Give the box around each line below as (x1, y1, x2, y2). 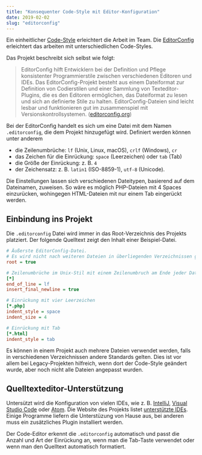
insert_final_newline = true (6, 286, 79, 293)
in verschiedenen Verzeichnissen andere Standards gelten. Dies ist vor (6, 354, 182, 361)
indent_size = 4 (6, 314, 47, 320)
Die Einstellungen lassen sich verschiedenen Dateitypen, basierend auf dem (6, 178, 195, 185)
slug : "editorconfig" (6, 20, 61, 26)
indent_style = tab (6, 336, 55, 342)
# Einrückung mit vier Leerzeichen (6, 298, 96, 304)
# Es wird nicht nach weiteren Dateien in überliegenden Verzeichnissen (6, 253, 192, 260)
